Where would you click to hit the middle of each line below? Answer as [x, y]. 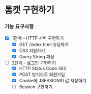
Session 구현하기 [36, 87]
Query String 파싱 [37, 56]
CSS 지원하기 [32, 50]
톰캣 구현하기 [30, 10]
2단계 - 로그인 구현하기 [34, 63]
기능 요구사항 [19, 26]
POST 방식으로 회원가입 [42, 74]
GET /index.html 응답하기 [44, 44]
